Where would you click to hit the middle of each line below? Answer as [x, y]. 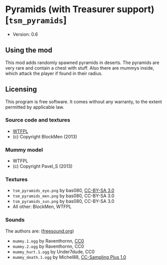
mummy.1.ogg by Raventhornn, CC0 [48, 241]
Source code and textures [38, 120]
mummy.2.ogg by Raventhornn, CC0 [48, 246]
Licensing [21, 89]
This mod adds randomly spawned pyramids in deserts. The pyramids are [82, 63]
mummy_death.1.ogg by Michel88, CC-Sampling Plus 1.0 [69, 257]
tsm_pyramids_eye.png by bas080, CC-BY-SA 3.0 [63, 190]
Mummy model [24, 150]
